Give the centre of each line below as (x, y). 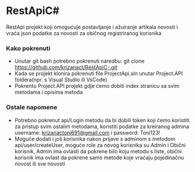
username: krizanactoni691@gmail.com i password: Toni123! (87, 132)
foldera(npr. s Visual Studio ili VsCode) (61, 80)
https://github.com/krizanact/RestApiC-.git (66, 67)
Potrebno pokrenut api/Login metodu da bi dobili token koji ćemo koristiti (102, 120)
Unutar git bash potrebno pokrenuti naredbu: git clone (79, 61)
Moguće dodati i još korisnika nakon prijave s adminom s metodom (95, 139)
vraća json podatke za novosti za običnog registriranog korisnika (84, 33)
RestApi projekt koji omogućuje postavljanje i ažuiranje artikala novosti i (92, 27)
